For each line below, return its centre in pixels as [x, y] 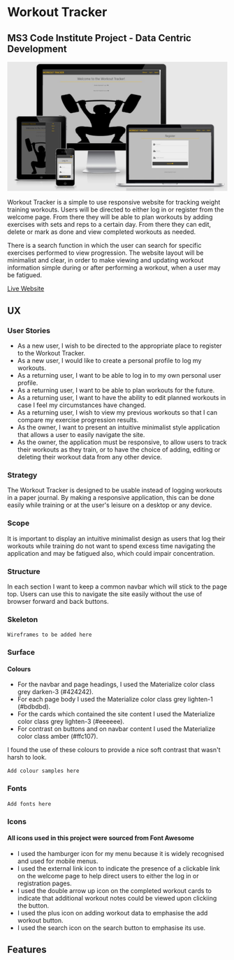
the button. [33, 906]
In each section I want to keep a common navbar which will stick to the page [117, 586]
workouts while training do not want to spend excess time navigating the [111, 546]
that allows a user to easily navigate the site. [81, 434]
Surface [21, 652]
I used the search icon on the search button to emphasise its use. [111, 928]
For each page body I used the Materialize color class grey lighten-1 [115, 700]
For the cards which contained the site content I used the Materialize [116, 714]
